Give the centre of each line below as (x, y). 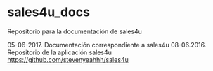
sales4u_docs (49, 12)
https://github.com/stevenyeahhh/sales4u (68, 59)
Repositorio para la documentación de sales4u (75, 31)
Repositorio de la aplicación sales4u (60, 52)
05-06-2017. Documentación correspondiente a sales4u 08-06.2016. (107, 45)
